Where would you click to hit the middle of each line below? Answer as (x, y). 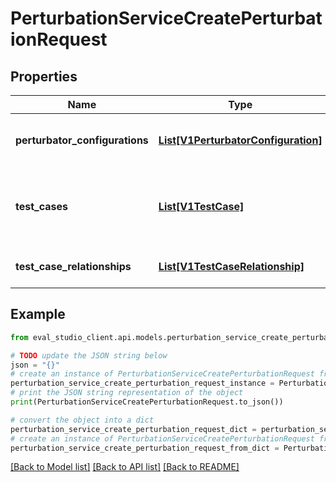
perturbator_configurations (82, 140)
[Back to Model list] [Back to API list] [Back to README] (125, 467)
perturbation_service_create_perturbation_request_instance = (142, 383)
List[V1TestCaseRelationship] (231, 266)
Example (38, 314)
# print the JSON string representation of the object (127, 393)
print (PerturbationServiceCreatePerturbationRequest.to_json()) (147, 402)
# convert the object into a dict (82, 420)
